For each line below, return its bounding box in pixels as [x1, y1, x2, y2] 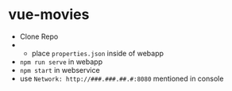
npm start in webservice [19, 65, 101, 74]
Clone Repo [19, 32, 59, 41]
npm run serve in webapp [19, 57, 103, 66]
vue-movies [8, 6, 90, 24]
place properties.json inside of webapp [31, 48, 164, 58]
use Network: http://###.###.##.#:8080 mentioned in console [19, 74, 224, 83]
